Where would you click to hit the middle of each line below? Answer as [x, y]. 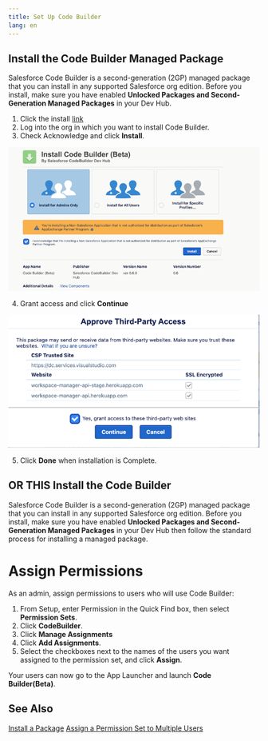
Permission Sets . [48, 617]
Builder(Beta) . [32, 683]
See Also [31, 709]
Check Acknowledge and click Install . [82, 136]
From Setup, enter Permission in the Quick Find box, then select [124, 608]
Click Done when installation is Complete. [88, 460]
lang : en [23, 25]
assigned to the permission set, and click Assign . [101, 659]
